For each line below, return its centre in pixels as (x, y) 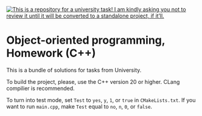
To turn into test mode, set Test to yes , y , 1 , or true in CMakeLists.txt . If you (101, 100)
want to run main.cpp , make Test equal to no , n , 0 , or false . (79, 106)
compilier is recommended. (40, 88)
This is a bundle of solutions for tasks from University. (74, 70)
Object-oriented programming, (86, 40)
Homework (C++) (51, 53)
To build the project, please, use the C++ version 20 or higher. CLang (93, 81)
